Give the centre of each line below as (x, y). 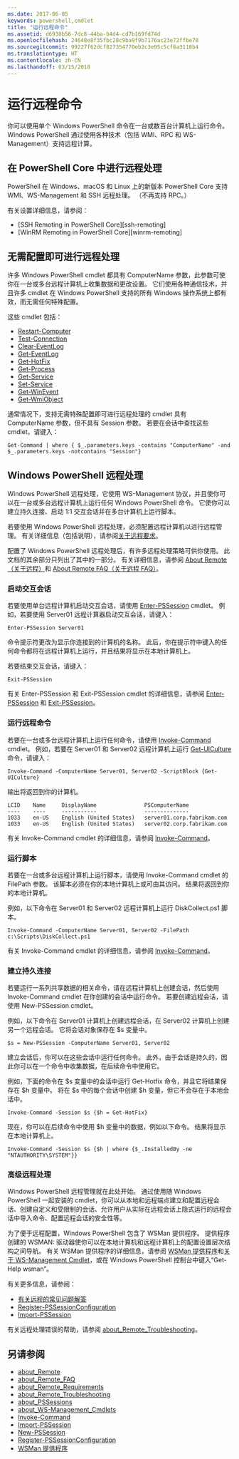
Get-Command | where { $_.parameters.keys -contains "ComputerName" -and (119, 445)
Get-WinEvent (38, 392)
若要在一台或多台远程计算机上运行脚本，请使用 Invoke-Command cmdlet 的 (118, 875)
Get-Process (36, 369)
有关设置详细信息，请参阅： (48, 210)
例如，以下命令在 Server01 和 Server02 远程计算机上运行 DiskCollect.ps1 (114, 908)
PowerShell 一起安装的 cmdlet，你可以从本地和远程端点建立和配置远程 (110, 1200)
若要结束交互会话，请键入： (48, 666)
